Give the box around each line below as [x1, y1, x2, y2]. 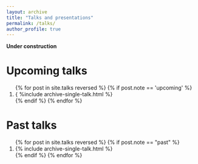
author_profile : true [6, 26, 61, 32]
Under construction [6, 43, 57, 50]
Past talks [6, 118, 57, 132]
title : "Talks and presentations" [6, 15, 94, 21]
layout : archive [6, 9, 47, 15]
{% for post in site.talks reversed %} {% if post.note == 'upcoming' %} [15, 84, 193, 91]
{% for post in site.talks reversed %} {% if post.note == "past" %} [15, 138, 180, 146]
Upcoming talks [6, 64, 87, 78]
